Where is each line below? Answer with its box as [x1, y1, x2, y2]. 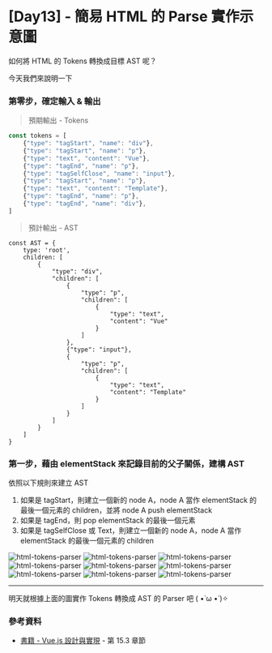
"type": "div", [51, 267, 104, 276]
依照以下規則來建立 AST [8, 478, 89, 488]
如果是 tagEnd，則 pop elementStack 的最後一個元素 [19, 516, 196, 526]
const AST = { [8, 238, 57, 247]
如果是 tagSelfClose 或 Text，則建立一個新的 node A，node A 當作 [19, 526, 242, 535]
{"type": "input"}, [66, 346, 132, 354]
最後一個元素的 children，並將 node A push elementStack [19, 505, 213, 515]
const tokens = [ [8, 131, 67, 140]
